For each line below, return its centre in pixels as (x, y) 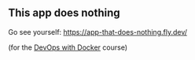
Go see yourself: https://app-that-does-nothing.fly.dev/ (97, 32)
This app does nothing (64, 13)
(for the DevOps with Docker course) (68, 47)
